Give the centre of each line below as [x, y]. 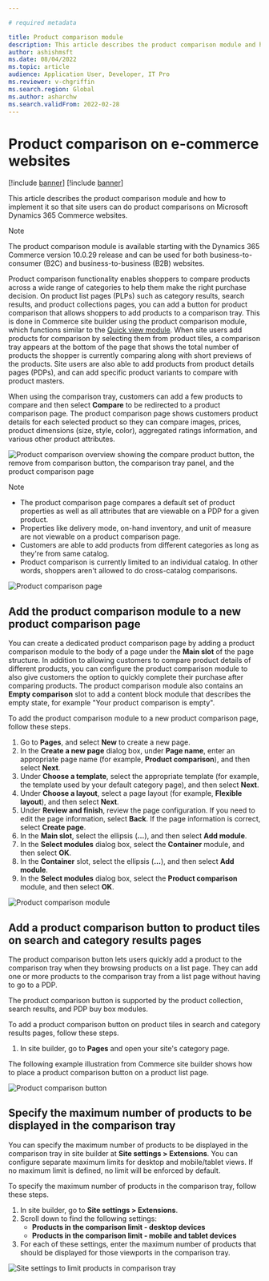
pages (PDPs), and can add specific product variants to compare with [123, 372]
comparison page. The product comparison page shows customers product [133, 414]
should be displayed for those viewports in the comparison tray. [125, 1252]
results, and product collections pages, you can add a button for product [128, 304]
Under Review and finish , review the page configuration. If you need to [138, 810]
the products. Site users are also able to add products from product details [131, 364]
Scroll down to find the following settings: [88, 1219]
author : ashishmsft [41, 52]
